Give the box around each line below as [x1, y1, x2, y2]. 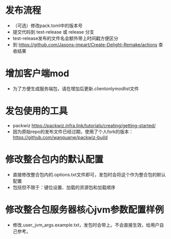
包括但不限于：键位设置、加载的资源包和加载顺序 [12, 184, 116, 190]
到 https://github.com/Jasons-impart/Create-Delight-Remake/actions [12, 41, 158, 47]
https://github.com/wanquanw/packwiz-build [12, 134, 108, 140]
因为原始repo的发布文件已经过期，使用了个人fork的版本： [12, 128, 134, 135]
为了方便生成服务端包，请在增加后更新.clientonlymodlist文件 [12, 85, 139, 92]
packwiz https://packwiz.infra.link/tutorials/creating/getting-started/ [12, 122, 156, 128]
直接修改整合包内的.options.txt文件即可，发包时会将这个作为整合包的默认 [12, 171, 166, 177]
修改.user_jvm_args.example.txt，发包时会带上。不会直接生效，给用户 [12, 222, 160, 228]
